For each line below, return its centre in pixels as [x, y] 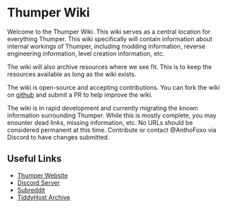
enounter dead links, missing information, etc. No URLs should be [100, 122]
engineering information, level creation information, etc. [86, 54]
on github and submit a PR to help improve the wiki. [80, 95]
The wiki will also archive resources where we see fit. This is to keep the [109, 67]
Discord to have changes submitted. [58, 137]
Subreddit [31, 189]
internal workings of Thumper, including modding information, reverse [106, 46]
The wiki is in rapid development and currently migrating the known [102, 108]
